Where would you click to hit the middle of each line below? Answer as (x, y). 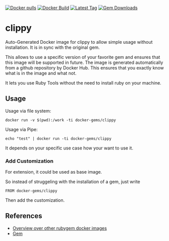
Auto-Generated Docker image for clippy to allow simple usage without (79, 42)
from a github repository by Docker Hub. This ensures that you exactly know (84, 67)
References (24, 216)
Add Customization (30, 161)
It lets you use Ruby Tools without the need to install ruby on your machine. (83, 83)
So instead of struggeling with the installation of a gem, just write (73, 182)
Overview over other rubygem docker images (60, 228)
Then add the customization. (35, 200)
